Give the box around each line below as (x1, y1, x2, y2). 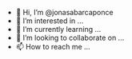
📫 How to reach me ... (15, 42, 90, 51)
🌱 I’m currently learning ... (15, 25, 102, 33)
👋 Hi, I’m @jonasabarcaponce (15, 8, 114, 17)
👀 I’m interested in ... (15, 16, 84, 26)
